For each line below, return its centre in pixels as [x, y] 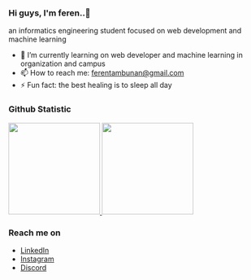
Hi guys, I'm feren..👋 [50, 13]
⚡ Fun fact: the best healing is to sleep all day [96, 85]
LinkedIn [35, 250]
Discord [33, 267]
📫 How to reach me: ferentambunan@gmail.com [102, 73]
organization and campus [63, 63]
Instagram [37, 259]
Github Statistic [40, 109]
